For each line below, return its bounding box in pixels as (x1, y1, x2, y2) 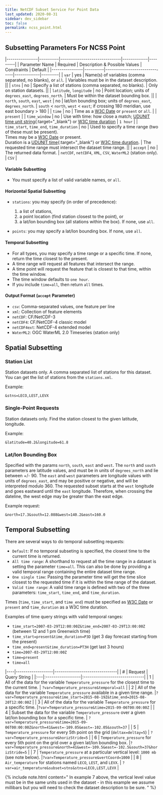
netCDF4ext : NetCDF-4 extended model (12, 324, 91, 330)
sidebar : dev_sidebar (5, 16, 49, 21)
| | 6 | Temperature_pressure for (89, 734, 151, 740)
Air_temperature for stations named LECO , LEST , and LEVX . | (5, 759, 122, 765)
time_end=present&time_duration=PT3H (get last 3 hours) (12, 644, 124, 649)
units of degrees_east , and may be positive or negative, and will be (5, 478, 138, 484)
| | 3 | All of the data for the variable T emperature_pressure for (32, 699, 156, 705)
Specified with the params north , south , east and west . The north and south (5, 462, 156, 468)
